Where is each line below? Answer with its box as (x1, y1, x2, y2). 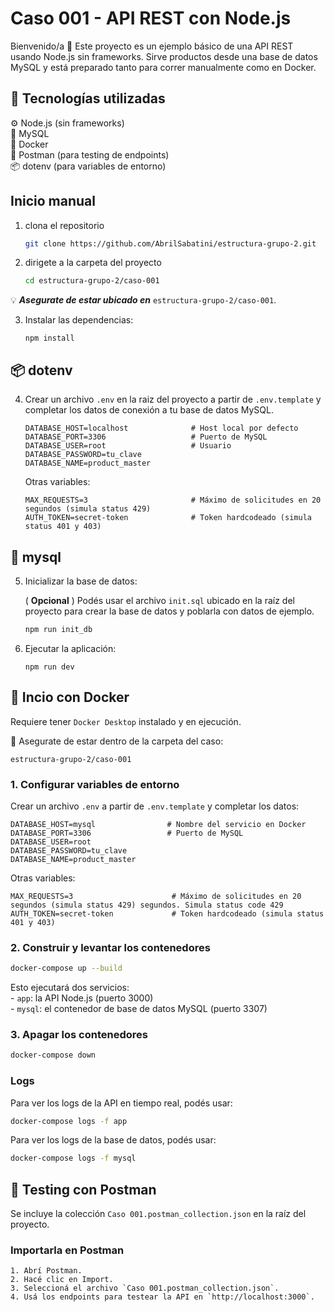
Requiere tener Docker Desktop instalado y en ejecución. (10, 715, 242, 727)
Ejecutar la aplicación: (24, 642, 117, 654)
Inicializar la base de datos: (24, 575, 138, 587)
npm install (24, 333, 75, 344)
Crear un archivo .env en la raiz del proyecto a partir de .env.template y (24, 393, 322, 406)
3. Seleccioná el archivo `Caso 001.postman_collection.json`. (10, 1283, 280, 1294)
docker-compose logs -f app (10, 1116, 128, 1126)
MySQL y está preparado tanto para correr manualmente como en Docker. (10, 61, 317, 73)
